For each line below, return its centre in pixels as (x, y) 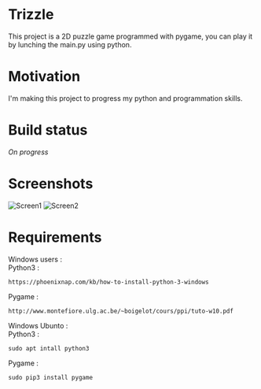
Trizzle (31, 15)
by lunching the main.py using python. (70, 44)
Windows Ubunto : (38, 325)
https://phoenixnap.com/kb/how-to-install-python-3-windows (109, 282)
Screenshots (51, 183)
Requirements (55, 237)
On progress (28, 152)
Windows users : (35, 259)
